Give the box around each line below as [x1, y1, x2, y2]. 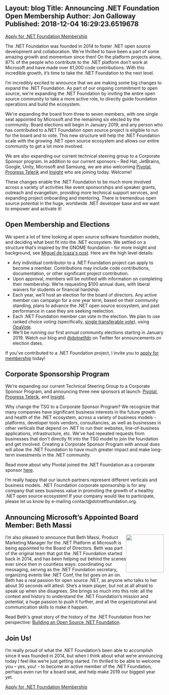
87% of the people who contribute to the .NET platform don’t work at [5, 59, 148, 65]
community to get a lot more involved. [5, 143, 84, 149]
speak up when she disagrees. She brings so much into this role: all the [5, 588, 153, 594]
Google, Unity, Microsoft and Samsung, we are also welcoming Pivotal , [5, 164, 152, 170]
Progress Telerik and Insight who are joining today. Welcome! [5, 169, 132, 175]
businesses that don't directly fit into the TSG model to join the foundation [5, 436, 158, 442]
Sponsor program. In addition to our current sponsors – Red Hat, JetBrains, [5, 158, 160, 164]
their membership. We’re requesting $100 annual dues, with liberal [12, 281, 150, 287]
